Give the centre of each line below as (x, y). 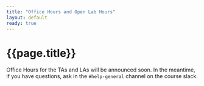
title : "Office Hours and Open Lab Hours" (61, 12)
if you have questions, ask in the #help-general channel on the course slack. (102, 76)
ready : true (21, 23)
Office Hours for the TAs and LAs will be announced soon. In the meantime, (101, 70)
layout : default (27, 18)
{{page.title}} (41, 53)
